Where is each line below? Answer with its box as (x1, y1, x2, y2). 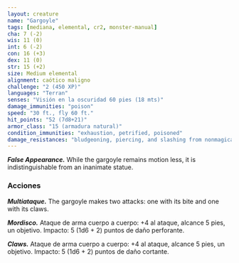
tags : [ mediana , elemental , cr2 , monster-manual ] (7, 23, 158, 31)
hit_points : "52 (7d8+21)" (7, 116, 87, 123)
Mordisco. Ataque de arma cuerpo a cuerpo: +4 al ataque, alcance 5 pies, (7, 218, 225, 227)
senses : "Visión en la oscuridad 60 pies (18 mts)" (7, 97, 164, 104)
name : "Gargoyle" (7, 17, 59, 24)
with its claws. (7, 204, 49, 213)
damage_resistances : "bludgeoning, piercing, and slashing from (7, 136, 202, 143)
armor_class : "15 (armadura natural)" (7, 122, 122, 130)
